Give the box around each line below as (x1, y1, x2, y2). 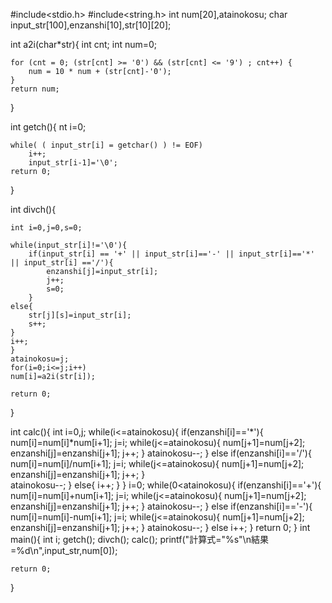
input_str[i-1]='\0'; (28, 158, 118, 168)
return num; (10, 84, 60, 94)
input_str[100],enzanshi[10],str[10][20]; (10, 19, 172, 31)
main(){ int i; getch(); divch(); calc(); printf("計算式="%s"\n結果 (10, 534, 269, 545)
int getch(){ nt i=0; (10, 121, 87, 133)
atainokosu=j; (10, 354, 70, 364)
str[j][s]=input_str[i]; (28, 310, 132, 320)
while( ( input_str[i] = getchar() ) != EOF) (10, 140, 203, 150)
